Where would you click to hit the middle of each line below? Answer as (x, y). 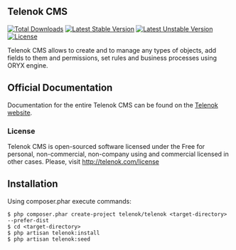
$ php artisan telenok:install (54, 233)
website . (20, 113)
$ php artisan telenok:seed (49, 239)
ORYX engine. (28, 65)
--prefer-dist (28, 220)
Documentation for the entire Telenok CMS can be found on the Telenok (113, 105)
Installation (33, 184)
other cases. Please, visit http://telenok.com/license (84, 161)
